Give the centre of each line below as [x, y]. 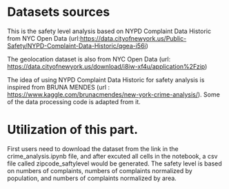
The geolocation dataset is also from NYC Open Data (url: [89, 59]
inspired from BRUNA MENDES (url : [59, 87]
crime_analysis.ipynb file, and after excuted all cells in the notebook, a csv [112, 156]
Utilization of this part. [73, 130]
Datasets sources [59, 12]
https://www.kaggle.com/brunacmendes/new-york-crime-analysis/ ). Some [114, 94]
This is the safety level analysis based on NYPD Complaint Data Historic [109, 31]
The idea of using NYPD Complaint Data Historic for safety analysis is [106, 79]
